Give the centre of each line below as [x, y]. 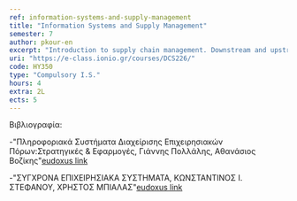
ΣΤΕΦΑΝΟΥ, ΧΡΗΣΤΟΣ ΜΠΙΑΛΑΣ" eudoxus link [96, 188]
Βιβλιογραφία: [36, 125]
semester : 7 [31, 34]
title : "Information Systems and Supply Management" [108, 26]
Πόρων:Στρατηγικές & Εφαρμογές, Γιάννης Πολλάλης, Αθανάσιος [133, 151]
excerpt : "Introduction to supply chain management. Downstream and [138, 50]
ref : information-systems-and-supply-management [100, 17]
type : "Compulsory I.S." [55, 75]
